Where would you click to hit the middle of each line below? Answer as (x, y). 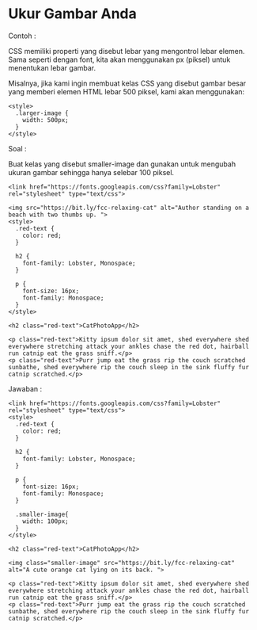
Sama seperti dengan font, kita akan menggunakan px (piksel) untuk (119, 59)
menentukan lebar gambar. (52, 67)
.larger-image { (42, 113)
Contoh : (22, 36)
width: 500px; (45, 120)
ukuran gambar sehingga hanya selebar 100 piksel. (91, 172)
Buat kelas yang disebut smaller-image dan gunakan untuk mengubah (122, 164)
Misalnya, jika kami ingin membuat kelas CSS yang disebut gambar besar (127, 83)
